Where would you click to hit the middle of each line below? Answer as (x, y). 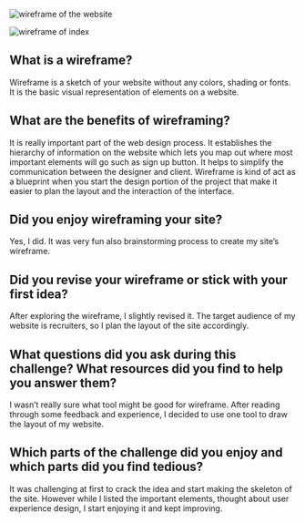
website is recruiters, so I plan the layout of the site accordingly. (129, 326)
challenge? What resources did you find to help (147, 369)
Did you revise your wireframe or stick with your (149, 279)
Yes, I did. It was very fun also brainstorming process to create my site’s (144, 241)
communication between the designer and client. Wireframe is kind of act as (152, 171)
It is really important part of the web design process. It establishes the (141, 142)
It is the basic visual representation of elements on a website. (124, 92)
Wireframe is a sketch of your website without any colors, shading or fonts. (150, 82)
